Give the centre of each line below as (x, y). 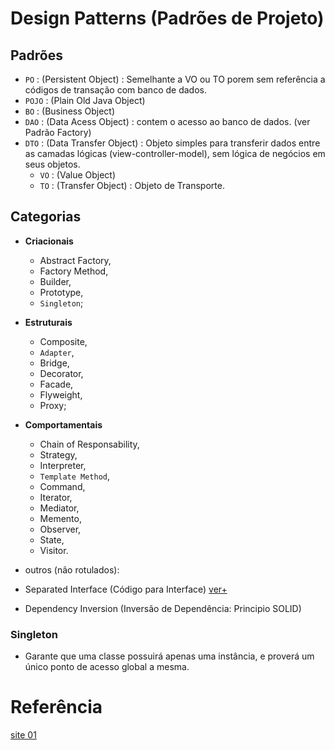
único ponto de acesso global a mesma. (107, 667)
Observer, (60, 529)
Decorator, (61, 373)
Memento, (60, 518)
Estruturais (48, 322)
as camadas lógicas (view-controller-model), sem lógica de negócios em (175, 153)
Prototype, (61, 292)
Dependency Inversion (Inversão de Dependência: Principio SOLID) (163, 608)
